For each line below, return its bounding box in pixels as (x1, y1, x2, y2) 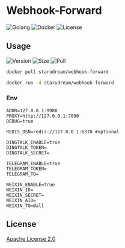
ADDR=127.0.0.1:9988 (6, 107, 58, 113)
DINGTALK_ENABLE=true (6, 139, 61, 145)
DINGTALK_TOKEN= (6, 144, 47, 151)
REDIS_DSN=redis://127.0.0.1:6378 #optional (6, 129, 120, 135)
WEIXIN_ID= (6, 186, 34, 193)
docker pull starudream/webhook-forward (6, 69, 109, 75)
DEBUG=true (6, 118, 34, 124)
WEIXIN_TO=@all (6, 203, 44, 209)
